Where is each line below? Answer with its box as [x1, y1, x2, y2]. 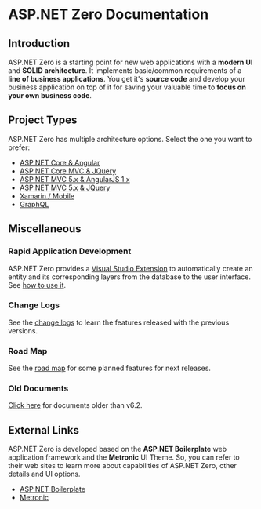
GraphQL [19, 199, 49, 209]
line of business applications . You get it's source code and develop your [8, 75, 245, 83]
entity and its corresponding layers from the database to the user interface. [8, 272, 252, 282]
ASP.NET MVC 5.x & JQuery [19, 183, 111, 192]
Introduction [8, 37, 71, 50]
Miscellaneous [8, 222, 82, 236]
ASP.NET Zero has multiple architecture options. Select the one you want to [8, 134, 252, 144]
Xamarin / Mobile [19, 191, 75, 201]
